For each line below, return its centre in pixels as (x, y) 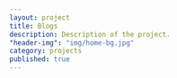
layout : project (40, 17)
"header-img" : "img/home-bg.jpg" (72, 43)
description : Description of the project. (90, 34)
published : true (40, 59)
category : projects (46, 51)
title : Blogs (34, 26)
